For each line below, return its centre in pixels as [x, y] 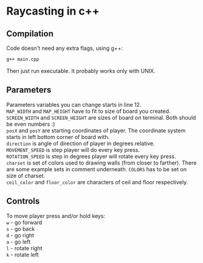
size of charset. [26, 176]
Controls [23, 201]
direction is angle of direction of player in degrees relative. [81, 143]
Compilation [30, 34]
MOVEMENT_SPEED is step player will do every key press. [73, 149]
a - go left [19, 242]
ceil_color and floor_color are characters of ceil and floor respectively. [97, 182]
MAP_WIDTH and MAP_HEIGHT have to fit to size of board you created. [88, 111]
